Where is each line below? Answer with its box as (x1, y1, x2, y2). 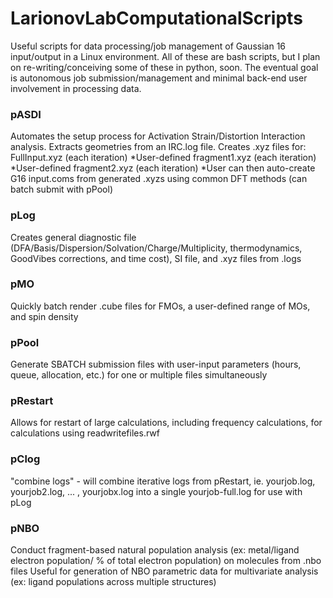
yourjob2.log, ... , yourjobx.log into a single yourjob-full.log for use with (10, 485, 303, 497)
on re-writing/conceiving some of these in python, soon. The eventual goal (10, 61, 319, 73)
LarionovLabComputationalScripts (10, 7, 303, 30)
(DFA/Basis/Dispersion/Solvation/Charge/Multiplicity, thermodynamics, (10, 242, 303, 254)
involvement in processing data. (10, 82, 142, 94)
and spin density (10, 310, 79, 322)
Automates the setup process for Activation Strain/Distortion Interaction (10, 130, 306, 142)
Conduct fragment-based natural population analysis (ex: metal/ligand (10, 544, 300, 556)
